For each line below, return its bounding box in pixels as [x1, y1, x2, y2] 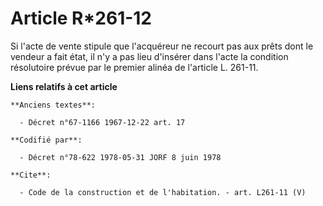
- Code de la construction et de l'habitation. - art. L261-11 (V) [19, 187, 307, 197]
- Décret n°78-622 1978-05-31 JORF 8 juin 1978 [19, 152, 222, 162]
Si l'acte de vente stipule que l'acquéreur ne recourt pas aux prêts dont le [10, 40, 314, 52]
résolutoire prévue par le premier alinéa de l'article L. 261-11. [10, 61, 259, 73]
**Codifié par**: [10, 135, 83, 145]
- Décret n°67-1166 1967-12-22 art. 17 [19, 117, 186, 127]
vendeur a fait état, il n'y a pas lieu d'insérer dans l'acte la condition [10, 50, 289, 62]
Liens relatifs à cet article [10, 80, 118, 92]
